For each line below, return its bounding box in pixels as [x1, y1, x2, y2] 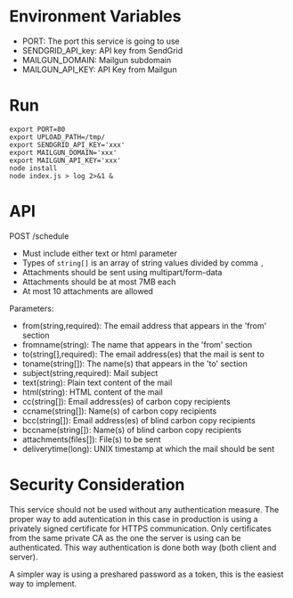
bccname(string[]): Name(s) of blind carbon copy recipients [21, 424, 242, 435]
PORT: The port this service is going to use [21, 36, 180, 46]
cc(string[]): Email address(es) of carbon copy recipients [21, 396, 232, 406]
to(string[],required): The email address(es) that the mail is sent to [21, 348, 265, 359]
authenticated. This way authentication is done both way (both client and [9, 542, 277, 553]
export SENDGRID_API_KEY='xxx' [9, 140, 126, 149]
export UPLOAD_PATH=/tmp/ [9, 132, 105, 142]
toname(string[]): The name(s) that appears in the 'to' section [21, 358, 248, 369]
